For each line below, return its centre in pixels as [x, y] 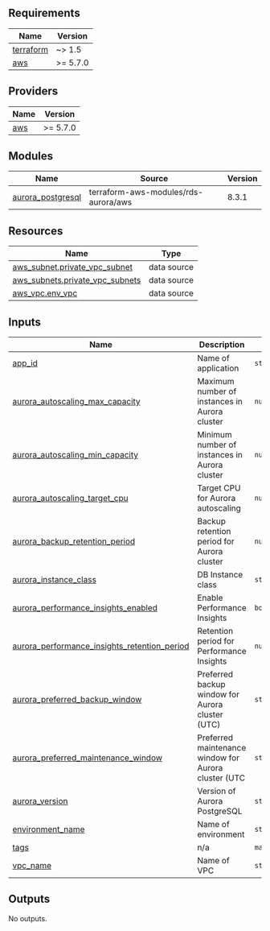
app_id [25, 363]
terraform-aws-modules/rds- [146, 192]
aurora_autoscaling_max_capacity [76, 402]
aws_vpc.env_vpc [45, 293]
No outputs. [28, 918]
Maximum [215, 382]
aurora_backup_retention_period [74, 541]
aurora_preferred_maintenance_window [88, 758]
